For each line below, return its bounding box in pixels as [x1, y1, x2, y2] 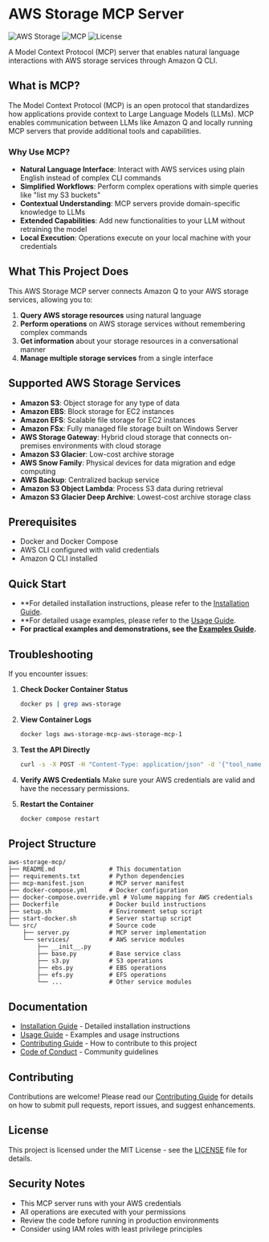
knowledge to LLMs [19, 207, 86, 217]
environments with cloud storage [52, 441, 162, 450]
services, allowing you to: [8, 295, 93, 304]
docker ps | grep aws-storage [19, 700, 122, 709]
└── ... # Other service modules [37, 978, 193, 987]
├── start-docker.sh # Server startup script [8, 915, 193, 923]
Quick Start [8, 577, 67, 590]
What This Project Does [8, 265, 129, 279]
